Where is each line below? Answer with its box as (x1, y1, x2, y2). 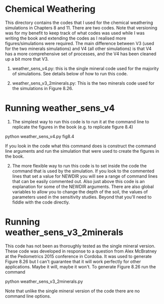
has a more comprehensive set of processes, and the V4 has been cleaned (5, 50, 157, 57)
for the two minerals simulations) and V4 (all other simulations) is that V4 (5, 46, 152, 51)
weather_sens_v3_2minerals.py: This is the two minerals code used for (12, 80, 155, 86)
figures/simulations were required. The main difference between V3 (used (5, 40, 154, 46)
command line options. (5, 293, 51, 299)
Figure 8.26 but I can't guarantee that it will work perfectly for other (5, 258, 141, 264)
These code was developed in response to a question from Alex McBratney (5, 248, 157, 254)
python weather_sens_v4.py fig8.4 (5, 133, 74, 139)
